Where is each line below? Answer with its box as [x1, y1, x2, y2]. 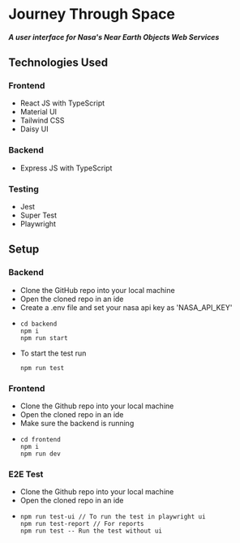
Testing [8, 183, 39, 195]
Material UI [19, 107, 58, 117]
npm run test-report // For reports [19, 520, 144, 528]
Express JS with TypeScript [19, 163, 113, 173]
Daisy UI [19, 124, 49, 134]
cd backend [19, 320, 58, 328]
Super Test [19, 210, 58, 220]
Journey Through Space [8, 5, 176, 24]
